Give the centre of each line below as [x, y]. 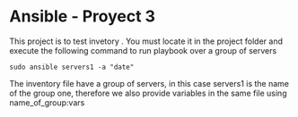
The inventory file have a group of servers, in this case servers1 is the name [149, 83]
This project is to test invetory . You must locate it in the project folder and [146, 41]
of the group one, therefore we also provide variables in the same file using [148, 93]
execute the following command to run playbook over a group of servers [143, 50]
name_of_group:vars [47, 102]
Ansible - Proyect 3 [82, 17]
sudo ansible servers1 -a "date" [72, 67]
